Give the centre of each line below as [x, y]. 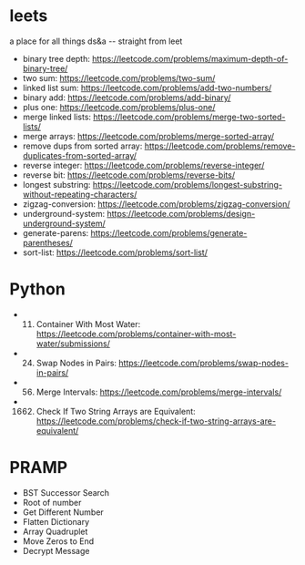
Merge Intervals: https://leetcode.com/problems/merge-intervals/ [159, 392]
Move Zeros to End [58, 541]
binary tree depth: [56, 58]
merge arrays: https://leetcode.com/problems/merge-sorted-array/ [148, 136]
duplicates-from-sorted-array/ [80, 155]
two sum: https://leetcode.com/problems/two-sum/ [119, 77]
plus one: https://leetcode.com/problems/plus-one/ [119, 107]
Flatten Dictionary [56, 521]
